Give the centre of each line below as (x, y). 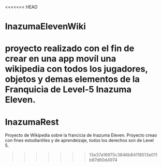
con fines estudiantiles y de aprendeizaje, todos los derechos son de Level (79, 140)
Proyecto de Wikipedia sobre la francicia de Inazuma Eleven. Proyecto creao (81, 135)
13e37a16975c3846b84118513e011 (123, 155)
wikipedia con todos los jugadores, (77, 69)
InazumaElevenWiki (45, 27)
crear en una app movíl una (61, 59)
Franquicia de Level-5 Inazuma (68, 90)
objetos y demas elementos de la (73, 79)
